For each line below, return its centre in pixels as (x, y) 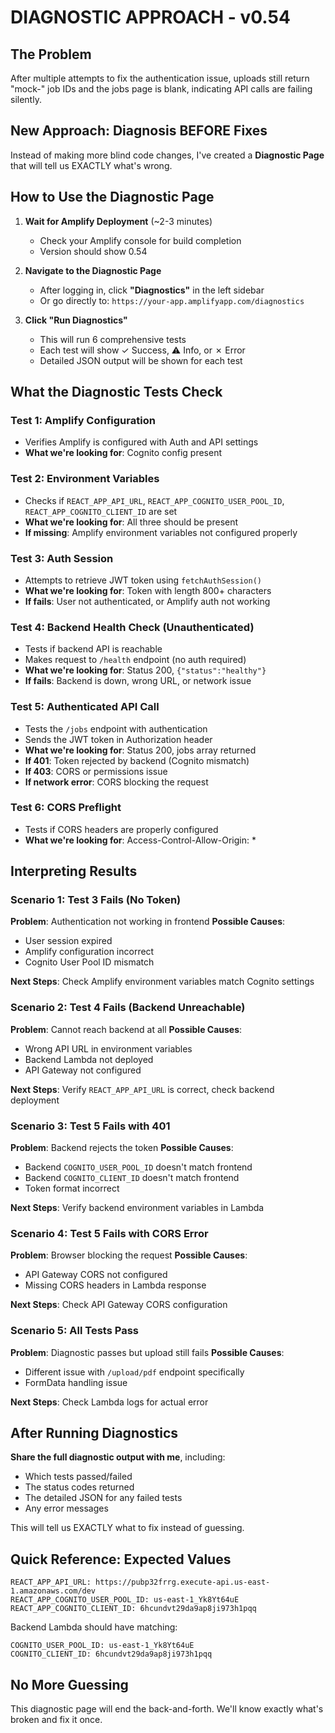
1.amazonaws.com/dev (53, 1591)
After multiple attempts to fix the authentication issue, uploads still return (160, 78)
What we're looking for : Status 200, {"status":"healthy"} (145, 670)
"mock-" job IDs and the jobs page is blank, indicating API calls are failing (161, 89)
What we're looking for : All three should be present (131, 522)
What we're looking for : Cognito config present (123, 453)
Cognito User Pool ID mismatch (89, 962)
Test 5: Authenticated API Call (85, 707)
